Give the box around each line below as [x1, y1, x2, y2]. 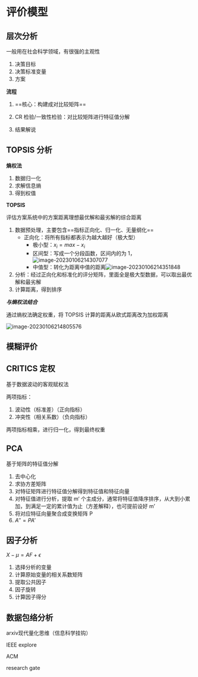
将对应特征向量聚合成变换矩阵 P [14, 510, 93, 517]
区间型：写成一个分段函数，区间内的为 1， [32, 249, 136, 256]
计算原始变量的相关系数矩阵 [14, 571, 83, 578]
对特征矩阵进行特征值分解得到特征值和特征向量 [14, 487, 130, 494]
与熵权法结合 [6, 298, 37, 305]
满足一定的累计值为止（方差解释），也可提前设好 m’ [30, 502, 156, 509]
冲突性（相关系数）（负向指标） [14, 413, 91, 420]
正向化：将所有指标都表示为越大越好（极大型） [23, 233, 139, 241]
